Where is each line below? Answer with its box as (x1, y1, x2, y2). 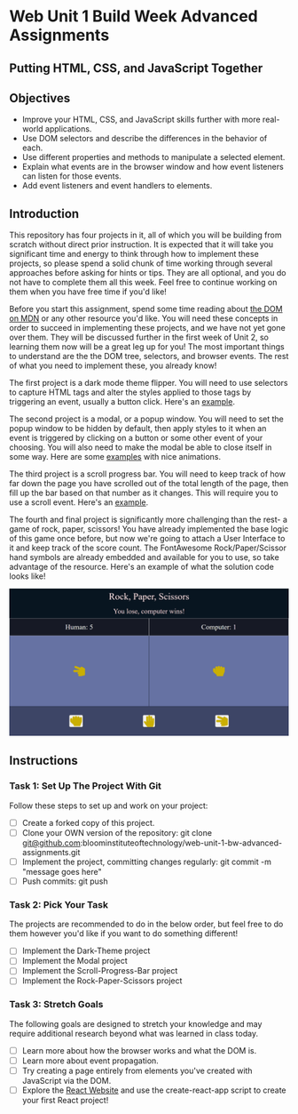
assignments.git (21, 846, 81, 857)
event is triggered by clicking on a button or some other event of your (9, 433, 263, 444)
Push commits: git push (21, 876, 108, 886)
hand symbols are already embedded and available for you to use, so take (9, 552, 279, 563)
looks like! (9, 571, 46, 581)
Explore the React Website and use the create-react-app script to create (21, 1085, 286, 1095)
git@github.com (21, 838, 82, 848)
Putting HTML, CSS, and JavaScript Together (9, 60, 263, 76)
